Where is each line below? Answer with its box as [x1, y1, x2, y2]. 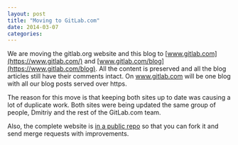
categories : [7, 30, 43, 37]
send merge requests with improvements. [7, 129, 129, 138]
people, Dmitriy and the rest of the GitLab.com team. [7, 108, 161, 117]
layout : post [7, 10, 46, 18]
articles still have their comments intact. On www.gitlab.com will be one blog [7, 72, 231, 81]
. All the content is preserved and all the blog [95, 64, 227, 73]
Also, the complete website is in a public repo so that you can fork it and [7, 122, 219, 131]
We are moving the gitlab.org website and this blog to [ [7, 50, 168, 58]
